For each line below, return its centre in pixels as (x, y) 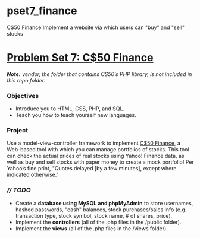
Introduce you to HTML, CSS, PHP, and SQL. (70, 109)
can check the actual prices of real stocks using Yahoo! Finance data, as (96, 156)
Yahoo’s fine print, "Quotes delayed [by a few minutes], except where (92, 169)
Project (18, 131)
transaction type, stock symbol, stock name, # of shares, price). (94, 215)
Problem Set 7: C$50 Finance (80, 58)
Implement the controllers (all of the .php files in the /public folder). (98, 222)
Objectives (23, 96)
